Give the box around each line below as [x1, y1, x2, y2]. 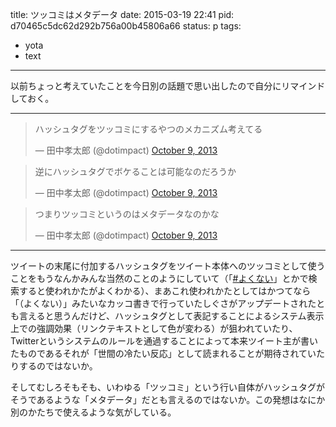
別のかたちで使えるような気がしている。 [10, 406, 177, 418]
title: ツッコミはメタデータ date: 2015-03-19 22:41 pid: [10, 9, 235, 20]
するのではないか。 [18, 360, 98, 372]
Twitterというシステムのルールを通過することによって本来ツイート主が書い [10, 335, 318, 347]
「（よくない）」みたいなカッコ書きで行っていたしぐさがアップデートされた [10, 298, 317, 309]
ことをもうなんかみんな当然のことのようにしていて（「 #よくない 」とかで [10, 273, 309, 284]
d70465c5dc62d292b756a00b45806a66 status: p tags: [10, 20, 242, 32]
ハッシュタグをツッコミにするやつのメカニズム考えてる [34, 123, 263, 135]
